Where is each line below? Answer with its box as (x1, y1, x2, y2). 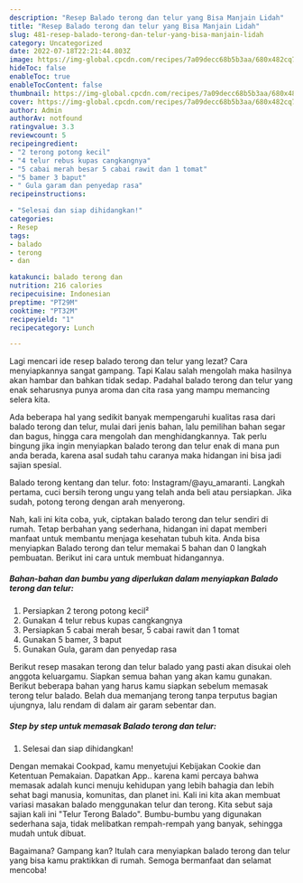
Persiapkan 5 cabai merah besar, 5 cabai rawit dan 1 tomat (22, 625, 240, 635)
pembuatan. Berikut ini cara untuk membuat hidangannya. (9, 552, 225, 563)
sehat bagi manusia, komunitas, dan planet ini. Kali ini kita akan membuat (9, 790, 281, 801)
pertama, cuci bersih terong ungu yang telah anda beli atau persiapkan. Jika (9, 487, 292, 498)
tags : (9, 231, 30, 240)
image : (9, 55, 34, 64)
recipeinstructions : (9, 190, 87, 199)
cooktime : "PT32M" (9, 306, 78, 315)
